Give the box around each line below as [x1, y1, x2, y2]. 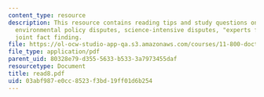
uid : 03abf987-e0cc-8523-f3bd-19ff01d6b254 [8, 77, 153, 84]
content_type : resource [8, 11, 86, 20]
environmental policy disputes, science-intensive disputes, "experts [15, 26, 251, 34]
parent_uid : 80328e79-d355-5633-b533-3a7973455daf [8, 56, 178, 63]
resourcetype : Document [8, 63, 86, 70]
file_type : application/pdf [8, 48, 101, 56]
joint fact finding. [15, 33, 82, 41]
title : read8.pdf [8, 70, 65, 77]
